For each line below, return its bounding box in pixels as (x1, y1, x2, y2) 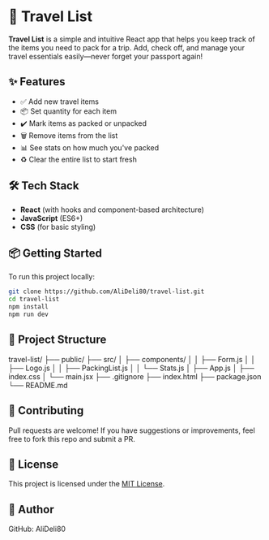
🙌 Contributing (8, 404, 84, 417)
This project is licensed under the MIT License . (8, 479, 165, 489)
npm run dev (8, 310, 49, 318)
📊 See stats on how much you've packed (19, 142, 160, 153)
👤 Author (8, 503, 54, 516)
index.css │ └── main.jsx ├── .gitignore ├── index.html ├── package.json (8, 371, 262, 381)
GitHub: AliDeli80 (8, 524, 66, 534)
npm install (8, 303, 49, 311)
